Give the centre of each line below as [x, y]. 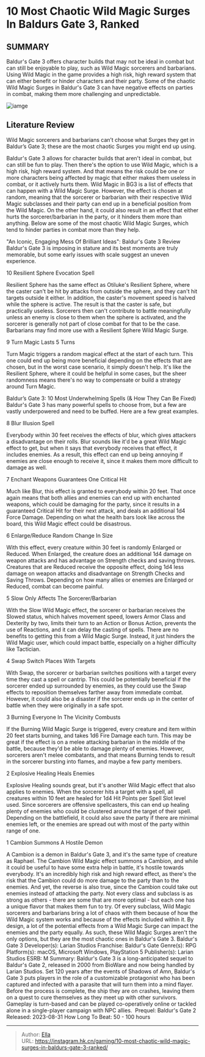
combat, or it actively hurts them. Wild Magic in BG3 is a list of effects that [100, 184]
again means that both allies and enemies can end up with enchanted [94, 497]
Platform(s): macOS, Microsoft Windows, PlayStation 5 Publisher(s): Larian [100, 952]
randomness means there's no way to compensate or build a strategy [94, 380]
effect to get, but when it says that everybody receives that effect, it [92, 448]
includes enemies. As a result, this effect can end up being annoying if [95, 454]
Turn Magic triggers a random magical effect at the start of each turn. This [100, 354]
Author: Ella [36, 1034]
